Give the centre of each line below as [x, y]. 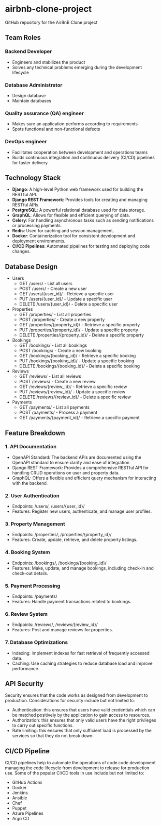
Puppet [19, 808]
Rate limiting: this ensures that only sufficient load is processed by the [82, 731]
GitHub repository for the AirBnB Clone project [51, 22]
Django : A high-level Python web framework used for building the [78, 189]
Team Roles [23, 38]
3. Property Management [35, 524]
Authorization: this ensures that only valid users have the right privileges [84, 720]
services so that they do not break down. [53, 736]
